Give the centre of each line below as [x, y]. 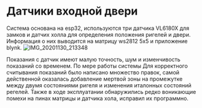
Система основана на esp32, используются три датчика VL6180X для [98, 28]
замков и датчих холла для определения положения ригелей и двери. [99, 34]
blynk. [14, 48]
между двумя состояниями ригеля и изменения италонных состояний [99, 85]
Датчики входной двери [72, 11]
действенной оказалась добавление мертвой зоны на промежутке [95, 79]
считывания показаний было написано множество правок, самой [93, 72]
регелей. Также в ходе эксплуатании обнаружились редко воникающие [101, 92]
